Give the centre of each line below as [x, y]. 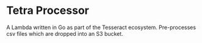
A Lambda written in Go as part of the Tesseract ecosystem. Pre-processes [101, 27]
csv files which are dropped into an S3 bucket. [65, 33]
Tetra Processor [48, 11]
